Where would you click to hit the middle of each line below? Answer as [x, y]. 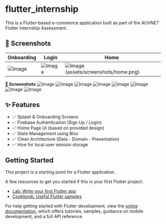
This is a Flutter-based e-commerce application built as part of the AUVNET [82, 23]
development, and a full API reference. [44, 217]
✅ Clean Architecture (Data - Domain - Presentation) [66, 139]
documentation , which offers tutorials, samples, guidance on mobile [74, 211]
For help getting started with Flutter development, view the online [72, 206]
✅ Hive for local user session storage [50, 145]
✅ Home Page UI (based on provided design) [58, 128]
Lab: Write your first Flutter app [44, 191]
